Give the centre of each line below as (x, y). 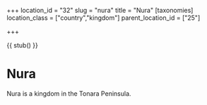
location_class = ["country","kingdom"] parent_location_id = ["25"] (103, 18)
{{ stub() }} (22, 45)
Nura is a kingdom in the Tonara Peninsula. (69, 93)
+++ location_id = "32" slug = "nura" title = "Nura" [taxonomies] (100, 10)
